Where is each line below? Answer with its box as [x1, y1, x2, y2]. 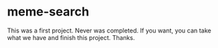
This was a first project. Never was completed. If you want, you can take [7, 26, 211, 34]
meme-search [7, 4, 90, 20]
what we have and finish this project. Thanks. [7, 33, 135, 41]
